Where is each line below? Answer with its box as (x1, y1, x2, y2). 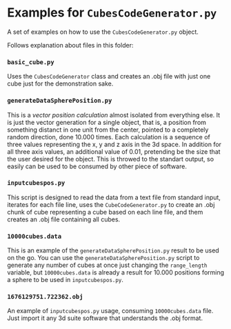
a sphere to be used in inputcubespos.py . (7, 276, 124, 284)
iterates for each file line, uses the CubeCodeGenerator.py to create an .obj (7, 200, 215, 208)
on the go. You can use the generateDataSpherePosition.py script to (7, 254, 200, 262)
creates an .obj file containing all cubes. (7, 215, 121, 223)
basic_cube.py (7, 58, 54, 66)
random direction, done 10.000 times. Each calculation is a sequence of (7, 132, 210, 141)
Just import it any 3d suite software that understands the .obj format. (7, 314, 203, 322)
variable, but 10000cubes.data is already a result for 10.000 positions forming (7, 268, 225, 277)
